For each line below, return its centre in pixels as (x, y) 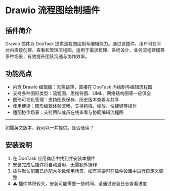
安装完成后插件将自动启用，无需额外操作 (55, 164)
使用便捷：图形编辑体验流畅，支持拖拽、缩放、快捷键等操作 (75, 106)
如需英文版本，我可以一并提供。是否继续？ (50, 127)
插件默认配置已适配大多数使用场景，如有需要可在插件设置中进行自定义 (86, 171)
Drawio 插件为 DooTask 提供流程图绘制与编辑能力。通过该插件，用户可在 (81, 44)
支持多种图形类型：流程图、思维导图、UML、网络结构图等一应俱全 (82, 93)
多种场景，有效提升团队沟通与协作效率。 (47, 56)
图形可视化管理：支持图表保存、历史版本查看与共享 (66, 100)
